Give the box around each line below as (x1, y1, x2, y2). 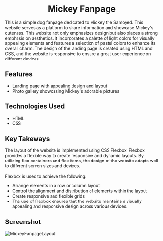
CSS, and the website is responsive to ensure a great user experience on (5, 50, 151, 57)
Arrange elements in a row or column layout (12, 183, 100, 189)
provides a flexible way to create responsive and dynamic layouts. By (5, 153, 144, 159)
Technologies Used (5, 102, 65, 111)
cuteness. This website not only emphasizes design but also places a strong (5, 30, 158, 36)
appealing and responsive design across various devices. (12, 203, 127, 209)
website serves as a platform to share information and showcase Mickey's (5, 24, 154, 30)
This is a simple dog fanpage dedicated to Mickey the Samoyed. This (5, 20, 144, 25)
